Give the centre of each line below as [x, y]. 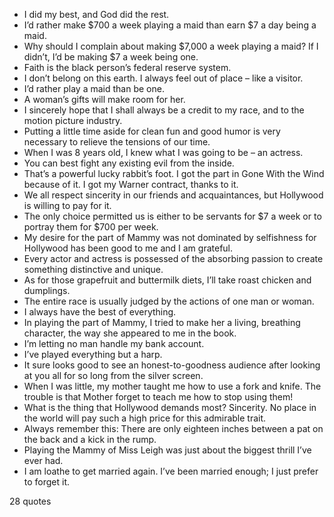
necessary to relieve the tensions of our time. [117, 142]
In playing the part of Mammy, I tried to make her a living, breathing [162, 322]
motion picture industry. [73, 120]
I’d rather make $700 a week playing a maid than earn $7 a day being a [170, 25]
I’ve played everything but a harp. [93, 354]
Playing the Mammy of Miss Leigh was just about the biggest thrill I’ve [167, 450]
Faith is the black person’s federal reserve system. [127, 67]
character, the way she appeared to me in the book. [130, 333]
